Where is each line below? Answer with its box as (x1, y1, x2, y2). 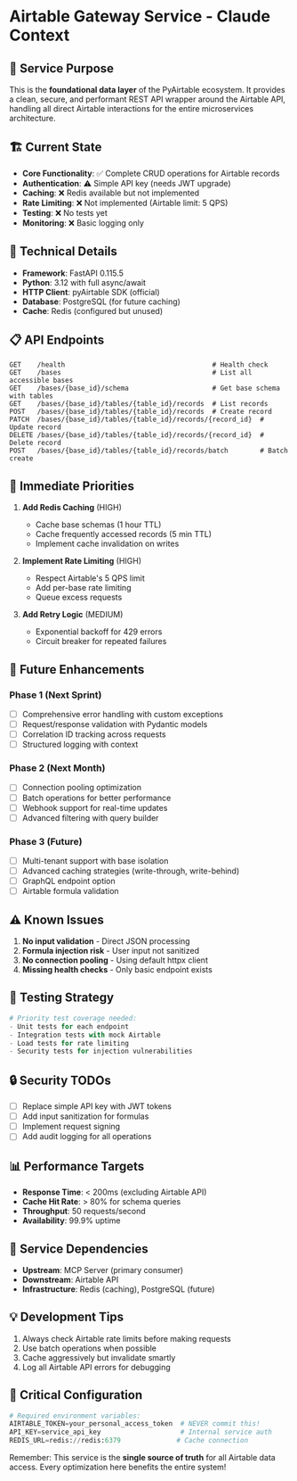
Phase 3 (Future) (9, 835, 83, 848)
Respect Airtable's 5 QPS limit (35, 573, 145, 583)
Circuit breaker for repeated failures (35, 636, 167, 647)
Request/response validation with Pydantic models (21, 719, 208, 729)
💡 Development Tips (9, 1310, 124, 1325)
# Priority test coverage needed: (9, 1014, 138, 1022)
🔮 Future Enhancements (9, 662, 145, 677)
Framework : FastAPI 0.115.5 (21, 268, 124, 278)
